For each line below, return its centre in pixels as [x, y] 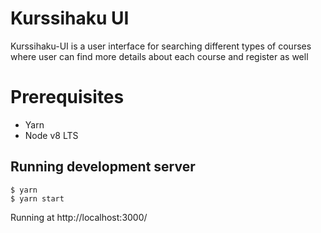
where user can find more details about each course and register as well [159, 56]
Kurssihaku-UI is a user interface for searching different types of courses [161, 46]
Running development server [103, 167]
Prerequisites [67, 97]
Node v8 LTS [51, 135]
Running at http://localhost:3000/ [79, 217]
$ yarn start [37, 198]
